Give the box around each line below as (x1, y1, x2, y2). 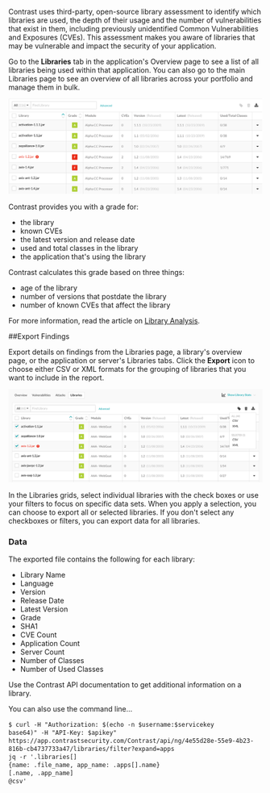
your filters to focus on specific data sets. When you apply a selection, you (8, 499, 256, 509)
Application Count (19, 639, 81, 649)
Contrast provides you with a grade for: (8, 202, 139, 212)
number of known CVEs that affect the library (19, 300, 171, 310)
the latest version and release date (19, 235, 135, 244)
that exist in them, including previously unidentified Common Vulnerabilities (8, 24, 260, 33)
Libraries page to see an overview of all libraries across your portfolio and (8, 74, 254, 83)
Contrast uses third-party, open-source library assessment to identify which (8, 7, 262, 16)
